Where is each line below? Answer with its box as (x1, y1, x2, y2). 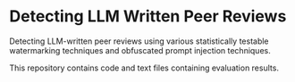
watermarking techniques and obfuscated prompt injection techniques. (9, 45, 271, 55)
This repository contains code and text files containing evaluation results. (9, 62, 280, 73)
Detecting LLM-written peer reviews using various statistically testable (9, 36, 270, 46)
